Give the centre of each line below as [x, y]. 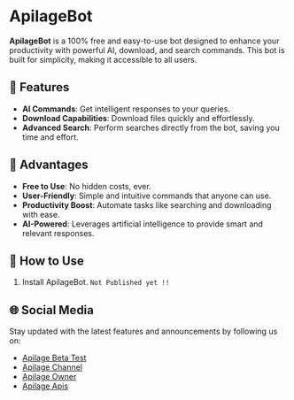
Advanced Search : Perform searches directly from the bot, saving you [151, 127]
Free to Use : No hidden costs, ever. [87, 186]
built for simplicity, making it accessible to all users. [103, 59]
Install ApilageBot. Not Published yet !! [96, 282]
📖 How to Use [46, 261]
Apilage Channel [52, 367]
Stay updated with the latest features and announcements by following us [143, 331]
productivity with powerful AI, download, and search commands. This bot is [147, 50]
